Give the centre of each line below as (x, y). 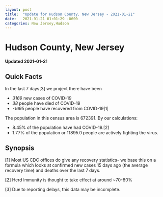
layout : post (18, 10)
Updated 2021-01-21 (26, 61)
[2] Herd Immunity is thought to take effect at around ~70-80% (69, 180)
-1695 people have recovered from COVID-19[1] (60, 108)
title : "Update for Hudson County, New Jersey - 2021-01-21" (70, 14)
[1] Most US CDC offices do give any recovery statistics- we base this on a (81, 160)
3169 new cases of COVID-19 (42, 98)
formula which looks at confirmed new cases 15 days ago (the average (77, 165)
